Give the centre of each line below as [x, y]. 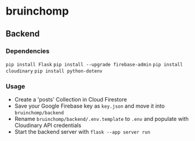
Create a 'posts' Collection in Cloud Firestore [70, 100]
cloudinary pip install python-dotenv [54, 71]
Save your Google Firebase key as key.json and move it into [90, 106]
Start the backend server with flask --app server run [82, 132]
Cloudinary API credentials [48, 125]
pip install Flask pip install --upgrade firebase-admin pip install [94, 64]
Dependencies [28, 51]
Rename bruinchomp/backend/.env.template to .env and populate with [101, 119]
